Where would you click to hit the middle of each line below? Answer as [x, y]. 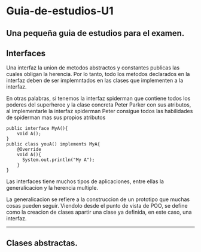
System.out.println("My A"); [58, 160]
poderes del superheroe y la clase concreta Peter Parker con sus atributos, [99, 105]
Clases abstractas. [42, 243]
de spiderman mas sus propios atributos [56, 117]
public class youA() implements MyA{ [53, 144]
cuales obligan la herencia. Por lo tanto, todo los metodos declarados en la [98, 74]
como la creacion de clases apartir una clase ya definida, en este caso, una [99, 212]
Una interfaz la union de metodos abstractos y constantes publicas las [93, 68]
